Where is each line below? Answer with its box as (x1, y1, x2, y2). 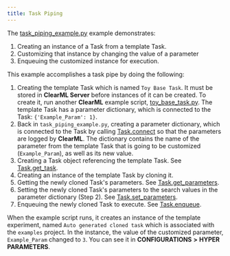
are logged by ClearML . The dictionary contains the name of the (16, 135, 200, 143)
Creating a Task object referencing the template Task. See (16, 156, 182, 165)
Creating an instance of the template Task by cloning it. (16, 171, 174, 179)
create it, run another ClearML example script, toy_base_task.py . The (16, 97, 213, 106)
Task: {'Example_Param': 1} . (16, 113, 97, 121)
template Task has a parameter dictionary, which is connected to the (16, 105, 211, 113)
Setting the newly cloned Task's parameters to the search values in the (16, 185, 218, 194)
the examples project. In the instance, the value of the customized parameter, (7, 228, 224, 236)
